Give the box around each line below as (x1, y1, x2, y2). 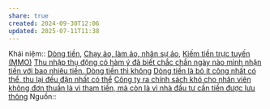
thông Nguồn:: (8, 92, 57, 102)
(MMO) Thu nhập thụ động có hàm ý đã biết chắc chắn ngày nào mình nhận (8, 57, 262, 67)
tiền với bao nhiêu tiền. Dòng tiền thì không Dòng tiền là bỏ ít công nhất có (8, 66, 257, 76)
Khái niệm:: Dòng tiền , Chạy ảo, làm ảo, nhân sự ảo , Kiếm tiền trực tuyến (8, 49, 251, 59)
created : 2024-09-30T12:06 (8, 19, 100, 27)
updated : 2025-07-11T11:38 (8, 27, 100, 35)
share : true (8, 11, 49, 20)
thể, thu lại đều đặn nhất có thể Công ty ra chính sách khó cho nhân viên (8, 74, 251, 85)
